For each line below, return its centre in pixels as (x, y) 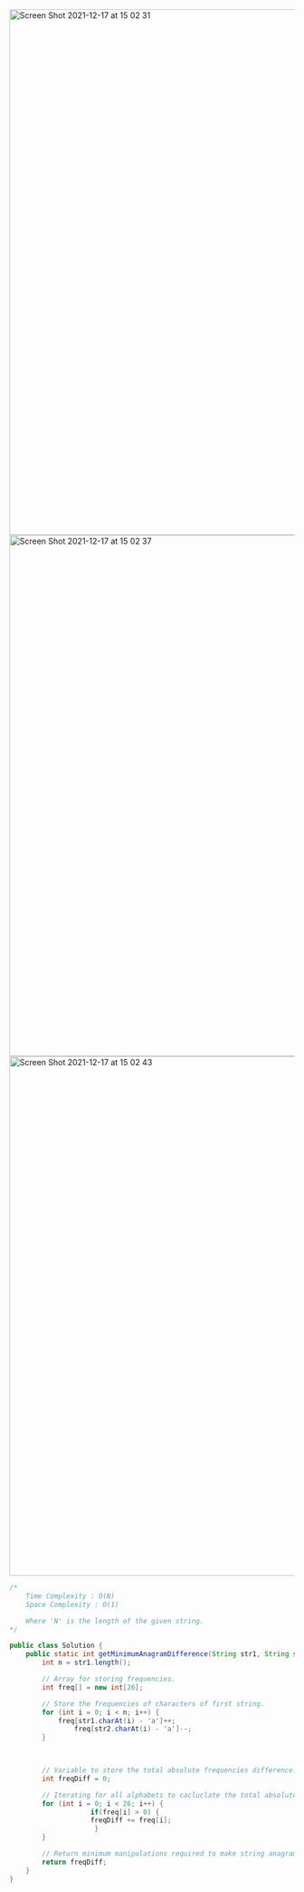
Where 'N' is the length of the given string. (115, 1621)
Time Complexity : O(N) (71, 1596)
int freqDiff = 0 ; (76, 1779)
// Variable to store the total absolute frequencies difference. (170, 1770)
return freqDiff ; (74, 1862)
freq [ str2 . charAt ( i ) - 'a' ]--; (133, 1729)
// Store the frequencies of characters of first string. (153, 1704)
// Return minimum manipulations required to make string (153, 1854)
